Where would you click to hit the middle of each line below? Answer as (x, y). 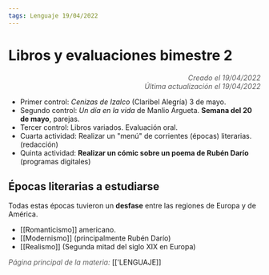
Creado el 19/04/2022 (224, 78)
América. (23, 214)
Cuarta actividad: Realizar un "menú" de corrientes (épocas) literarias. (136, 135)
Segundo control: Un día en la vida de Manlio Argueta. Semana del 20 (136, 110)
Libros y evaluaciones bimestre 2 (120, 55)
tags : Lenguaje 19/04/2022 (53, 16)
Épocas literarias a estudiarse (84, 186)
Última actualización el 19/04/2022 (203, 86)
